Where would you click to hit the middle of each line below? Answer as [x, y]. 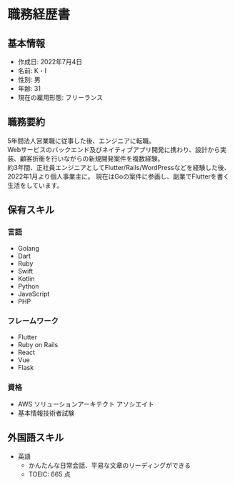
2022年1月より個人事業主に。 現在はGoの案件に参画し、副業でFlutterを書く [119, 176]
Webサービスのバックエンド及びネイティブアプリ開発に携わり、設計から [114, 149]
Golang [28, 248]
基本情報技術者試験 [46, 413]
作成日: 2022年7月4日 [50, 62]
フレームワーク [33, 321]
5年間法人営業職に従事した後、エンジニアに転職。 [81, 141]
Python [28, 286]
